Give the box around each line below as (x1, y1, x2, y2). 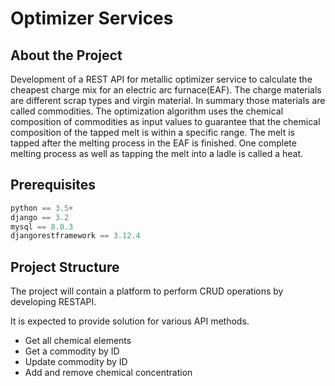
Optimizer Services (10, 7, 174, 30)
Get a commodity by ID (24, 345, 120, 357)
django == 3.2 (10, 212, 70, 222)
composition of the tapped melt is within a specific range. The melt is (10, 127, 296, 138)
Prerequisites (10, 177, 96, 194)
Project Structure (10, 258, 120, 276)
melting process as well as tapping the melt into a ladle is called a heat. (10, 148, 304, 159)
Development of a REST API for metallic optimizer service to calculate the (10, 73, 313, 85)
